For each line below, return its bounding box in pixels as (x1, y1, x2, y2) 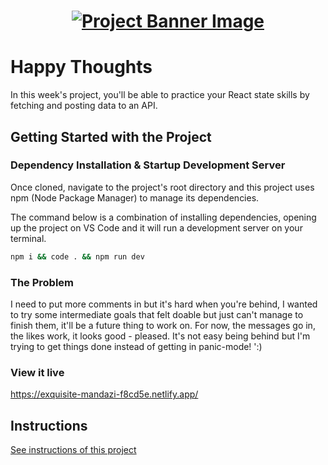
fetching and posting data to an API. (10, 100, 158, 112)
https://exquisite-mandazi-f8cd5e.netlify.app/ (10, 388, 199, 400)
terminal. (10, 232, 47, 244)
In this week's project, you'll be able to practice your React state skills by (10, 89, 310, 101)
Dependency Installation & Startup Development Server (10, 158, 286, 172)
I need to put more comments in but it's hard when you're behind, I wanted (10, 298, 318, 310)
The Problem (10, 275, 75, 289)
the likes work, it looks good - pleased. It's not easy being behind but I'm (10, 330, 311, 342)
